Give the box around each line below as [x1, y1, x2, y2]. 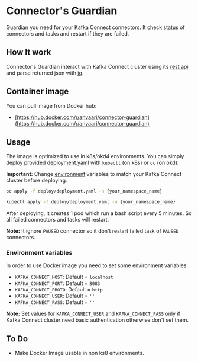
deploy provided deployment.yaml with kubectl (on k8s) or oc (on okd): [6, 159, 179, 166]
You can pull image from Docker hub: [6, 102, 97, 109]
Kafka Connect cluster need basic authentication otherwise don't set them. [6, 316, 189, 323]
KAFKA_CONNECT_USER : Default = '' [14, 292, 95, 300]
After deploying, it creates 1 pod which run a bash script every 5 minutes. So [6, 210, 192, 217]
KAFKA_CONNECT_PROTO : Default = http [14, 286, 103, 293]
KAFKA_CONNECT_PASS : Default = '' [14, 299, 95, 306]
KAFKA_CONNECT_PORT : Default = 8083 [14, 280, 100, 287]
